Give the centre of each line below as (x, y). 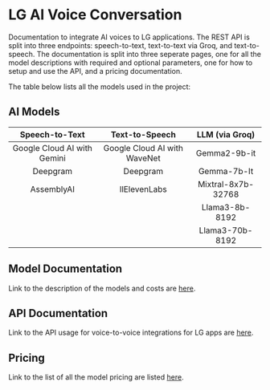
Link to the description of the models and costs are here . (102, 288)
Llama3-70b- (226, 230)
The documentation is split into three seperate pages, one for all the (149, 54)
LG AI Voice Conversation (95, 15)
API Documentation (58, 313)
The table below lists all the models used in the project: (100, 87)
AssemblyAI (52, 189)
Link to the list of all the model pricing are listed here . (96, 377)
